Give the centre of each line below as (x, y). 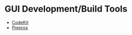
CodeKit (20, 22)
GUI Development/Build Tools (66, 9)
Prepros (20, 27)
